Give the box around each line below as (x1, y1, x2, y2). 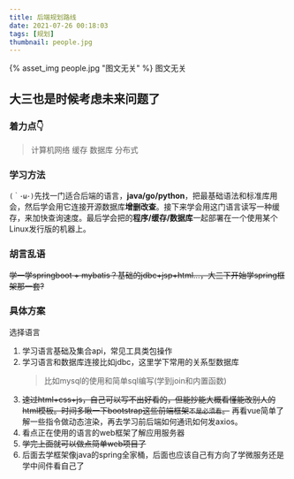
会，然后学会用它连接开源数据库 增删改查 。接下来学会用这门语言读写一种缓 (9, 201, 280, 212)
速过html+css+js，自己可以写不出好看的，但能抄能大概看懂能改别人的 (21, 394, 276, 405)
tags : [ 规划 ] (9, 29, 55, 38)
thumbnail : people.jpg (9, 37, 93, 47)
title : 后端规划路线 (9, 12, 77, 22)
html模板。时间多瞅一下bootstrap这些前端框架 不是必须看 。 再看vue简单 (21, 405, 276, 415)
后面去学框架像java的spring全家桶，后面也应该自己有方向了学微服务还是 (21, 449, 285, 460)
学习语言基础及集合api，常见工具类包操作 (21, 346, 173, 356)
